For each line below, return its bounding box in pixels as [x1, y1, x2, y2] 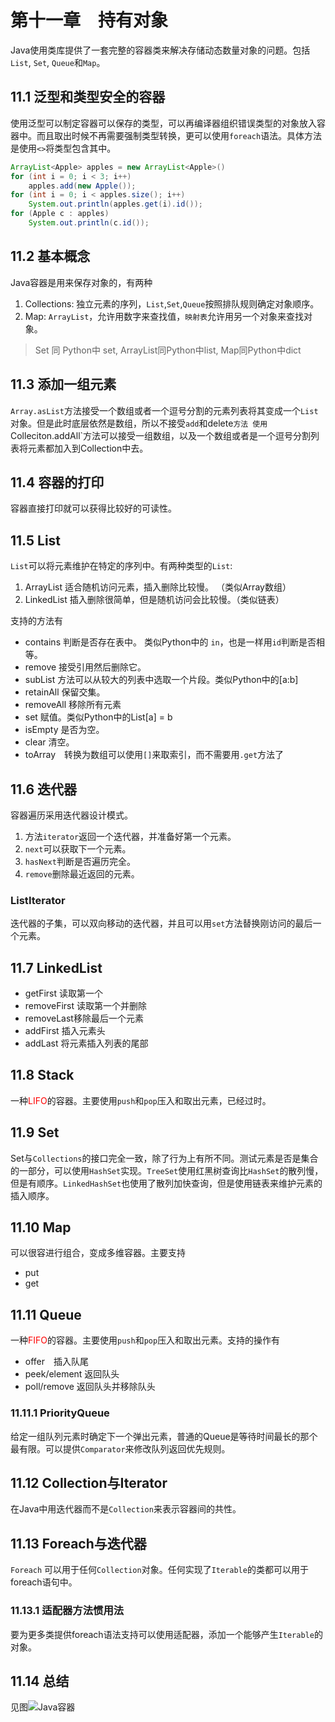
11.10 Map [10, 1219, 72, 1236]
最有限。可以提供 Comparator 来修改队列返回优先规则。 [10, 1442, 231, 1455]
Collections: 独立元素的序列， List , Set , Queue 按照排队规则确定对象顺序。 [24, 297, 320, 310]
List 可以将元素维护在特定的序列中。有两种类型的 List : [10, 560, 233, 572]
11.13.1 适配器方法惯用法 [10, 1604, 125, 1618]
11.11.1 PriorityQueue [10, 1406, 110, 1420]
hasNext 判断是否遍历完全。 [24, 855, 136, 867]
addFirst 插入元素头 [24, 1025, 106, 1037]
